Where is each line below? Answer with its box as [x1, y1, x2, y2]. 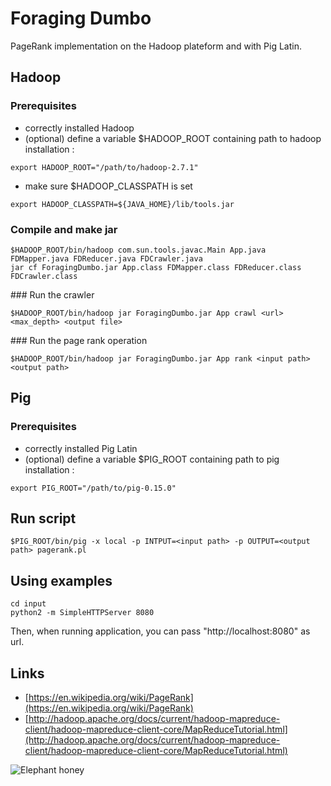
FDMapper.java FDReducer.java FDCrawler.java [10, 253, 203, 264]
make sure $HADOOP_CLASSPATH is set [24, 180, 193, 192]
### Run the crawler [10, 288, 95, 301]
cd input [10, 599, 47, 609]
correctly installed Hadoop [24, 122, 135, 134]
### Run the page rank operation [10, 334, 148, 346]
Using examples [10, 572, 113, 589]
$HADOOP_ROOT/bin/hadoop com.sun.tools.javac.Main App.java [10, 245, 267, 255]
